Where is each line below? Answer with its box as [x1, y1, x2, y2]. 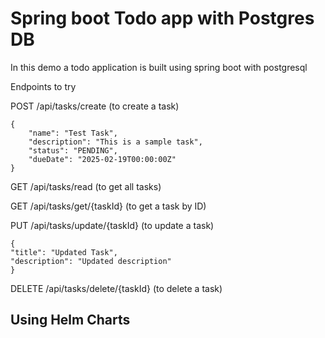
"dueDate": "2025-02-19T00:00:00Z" [28, 154, 177, 164]
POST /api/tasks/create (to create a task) [10, 100, 180, 112]
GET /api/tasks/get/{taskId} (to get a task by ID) [10, 200, 207, 212]
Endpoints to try [10, 80, 77, 92]
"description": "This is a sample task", [28, 137, 203, 147]
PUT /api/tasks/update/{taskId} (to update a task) [10, 219, 215, 231]
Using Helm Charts [10, 312, 131, 329]
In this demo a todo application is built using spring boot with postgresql [10, 61, 308, 73]
